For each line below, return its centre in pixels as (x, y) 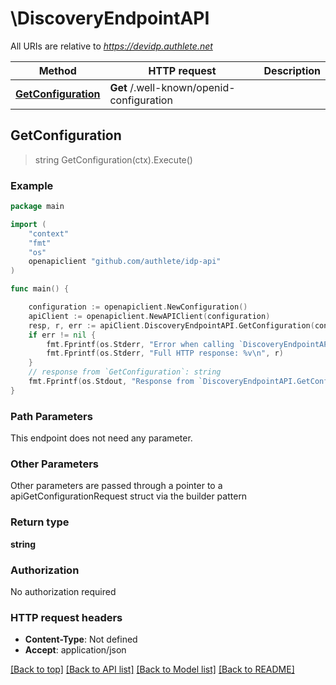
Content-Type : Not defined (81, 639)
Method (57, 70)
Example (32, 185)
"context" (49, 233)
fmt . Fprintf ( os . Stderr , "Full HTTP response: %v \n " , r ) (165, 353)
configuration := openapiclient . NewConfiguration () (138, 307)
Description (292, 70)
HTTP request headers (66, 617)
